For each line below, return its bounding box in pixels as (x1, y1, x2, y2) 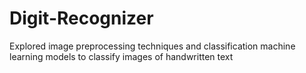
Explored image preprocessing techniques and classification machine (9, 40, 296, 52)
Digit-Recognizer (9, 7, 154, 30)
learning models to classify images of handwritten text (9, 50, 234, 62)
